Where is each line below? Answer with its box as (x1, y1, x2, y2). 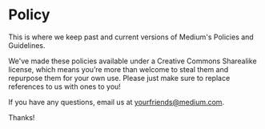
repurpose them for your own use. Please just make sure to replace (8, 73, 231, 83)
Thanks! (8, 112, 35, 122)
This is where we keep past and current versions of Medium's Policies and (8, 32, 254, 42)
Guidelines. (8, 40, 46, 50)
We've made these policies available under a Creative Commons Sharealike (8, 56, 258, 66)
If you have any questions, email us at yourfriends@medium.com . (8, 97, 225, 107)
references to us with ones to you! (8, 82, 122, 91)
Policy (8, 6, 50, 24)
